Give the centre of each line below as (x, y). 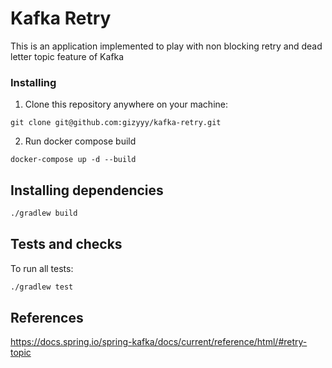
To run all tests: (42, 268)
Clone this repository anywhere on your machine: (126, 104)
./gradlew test (42, 287)
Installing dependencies (87, 190)
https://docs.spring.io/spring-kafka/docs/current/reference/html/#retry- (159, 342)
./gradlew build (44, 213)
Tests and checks (66, 244)
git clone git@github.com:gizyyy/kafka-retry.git (116, 123)
